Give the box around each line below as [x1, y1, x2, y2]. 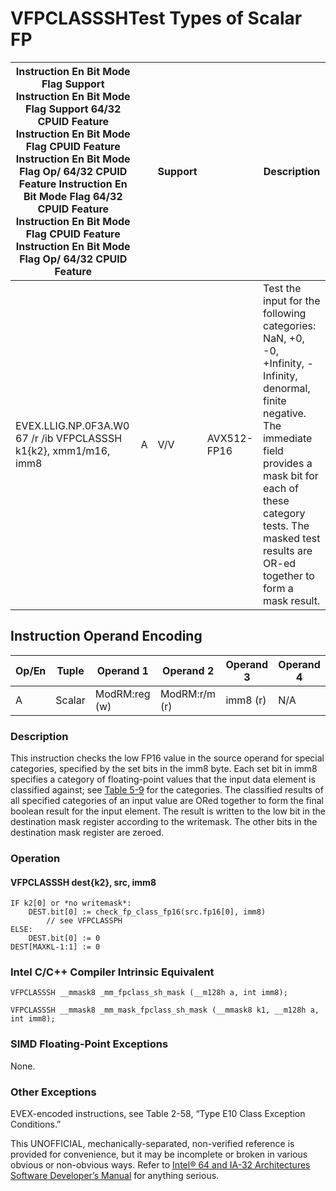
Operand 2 [162, 663, 215, 677]
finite [263, 393, 287, 407]
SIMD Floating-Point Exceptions [10, 1037, 169, 1051]
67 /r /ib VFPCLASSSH [15, 431, 123, 445]
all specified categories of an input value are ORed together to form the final [10, 795, 324, 807]
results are [263, 543, 313, 557]
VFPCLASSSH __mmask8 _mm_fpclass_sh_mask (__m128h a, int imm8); [10, 988, 288, 998]
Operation [10, 851, 61, 865]
